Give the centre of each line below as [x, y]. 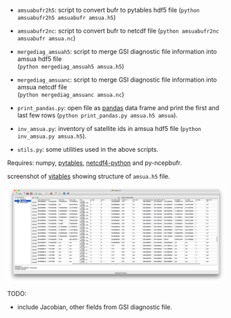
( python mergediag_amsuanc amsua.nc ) [71, 94]
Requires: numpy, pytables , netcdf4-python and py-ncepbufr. [94, 163]
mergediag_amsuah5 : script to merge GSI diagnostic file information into [117, 52]
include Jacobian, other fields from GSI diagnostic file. [95, 307]
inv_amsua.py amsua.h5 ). [52, 136]
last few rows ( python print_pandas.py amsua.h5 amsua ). [98, 115]
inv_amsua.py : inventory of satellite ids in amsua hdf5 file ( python [109, 129]
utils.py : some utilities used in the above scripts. [88, 149]
